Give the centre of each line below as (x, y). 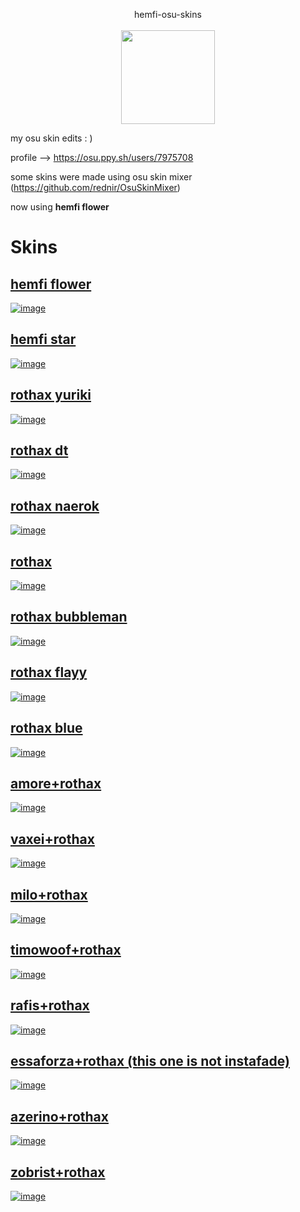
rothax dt (39, 450)
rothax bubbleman (69, 617)
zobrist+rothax (58, 1172)
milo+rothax (49, 894)
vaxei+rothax (52, 839)
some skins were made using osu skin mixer (101, 177)
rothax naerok (55, 505)
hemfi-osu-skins (168, 14)
